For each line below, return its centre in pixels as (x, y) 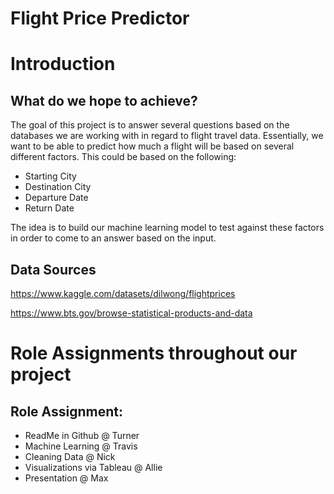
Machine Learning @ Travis (81, 446)
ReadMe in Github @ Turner (82, 435)
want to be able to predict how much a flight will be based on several (152, 146)
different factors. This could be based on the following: (123, 157)
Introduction (63, 64)
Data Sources (53, 269)
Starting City (50, 176)
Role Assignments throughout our (154, 353)
